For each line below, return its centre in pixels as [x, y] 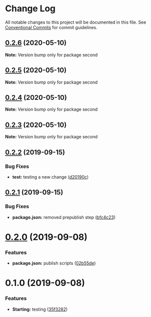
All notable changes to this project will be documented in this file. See [76, 22]
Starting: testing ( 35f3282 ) [40, 309]
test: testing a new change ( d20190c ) [50, 177]
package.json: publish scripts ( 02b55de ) [54, 263]
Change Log [30, 9]
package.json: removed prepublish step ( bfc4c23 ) [64, 217]
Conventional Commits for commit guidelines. [51, 27]
